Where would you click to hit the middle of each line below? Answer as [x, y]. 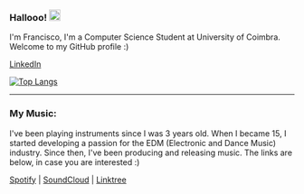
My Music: [33, 114]
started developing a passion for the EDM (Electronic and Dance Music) [143, 143]
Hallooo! [28, 17]
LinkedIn [25, 64]
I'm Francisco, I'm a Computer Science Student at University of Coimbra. [145, 37]
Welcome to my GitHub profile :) [69, 47]
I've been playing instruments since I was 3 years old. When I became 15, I [148, 133]
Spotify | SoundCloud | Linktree [68, 180]
